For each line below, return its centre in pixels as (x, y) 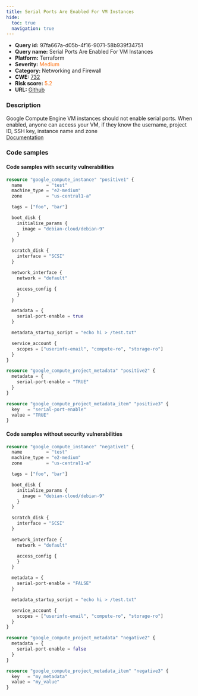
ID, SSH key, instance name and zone (52, 131)
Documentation (25, 137)
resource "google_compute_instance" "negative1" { (70, 446)
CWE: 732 (27, 77)
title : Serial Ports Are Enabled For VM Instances (70, 12)
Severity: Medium (37, 64)
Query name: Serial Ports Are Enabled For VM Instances (84, 52)
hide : (13, 17)
